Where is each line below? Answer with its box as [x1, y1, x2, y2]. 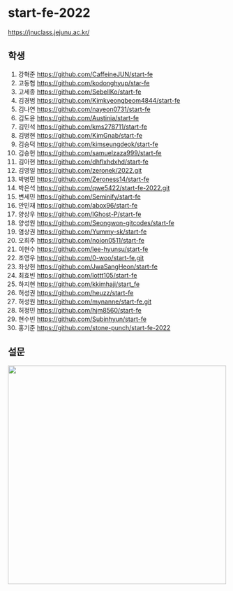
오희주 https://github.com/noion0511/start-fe [17, 236, 145, 244]
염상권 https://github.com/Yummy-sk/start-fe [17, 227, 147, 236]
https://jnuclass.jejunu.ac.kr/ [8, 28, 90, 36]
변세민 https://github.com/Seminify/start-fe [17, 192, 142, 201]
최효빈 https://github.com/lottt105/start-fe [17, 271, 137, 279]
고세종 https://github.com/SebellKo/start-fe [17, 87, 142, 96]
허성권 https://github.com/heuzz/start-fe [17, 288, 134, 297]
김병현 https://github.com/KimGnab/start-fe [17, 131, 142, 139]
